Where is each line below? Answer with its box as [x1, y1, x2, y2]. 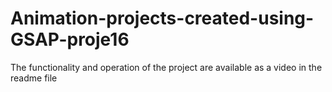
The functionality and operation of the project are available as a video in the [10, 61, 323, 73]
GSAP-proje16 [10, 28, 130, 51]
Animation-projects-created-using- [10, 7, 315, 30]
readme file [10, 72, 58, 84]
